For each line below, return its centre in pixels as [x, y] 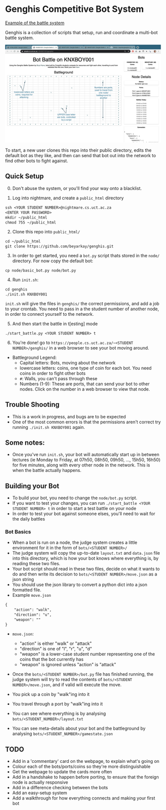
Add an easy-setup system [40, 793]
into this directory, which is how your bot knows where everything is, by [85, 558]
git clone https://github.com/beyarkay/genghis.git [59, 246]
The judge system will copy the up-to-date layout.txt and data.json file [86, 553]
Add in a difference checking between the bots [60, 788]
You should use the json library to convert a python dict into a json [80, 585]
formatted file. [27, 590]
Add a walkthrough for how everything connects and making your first [84, 798]
